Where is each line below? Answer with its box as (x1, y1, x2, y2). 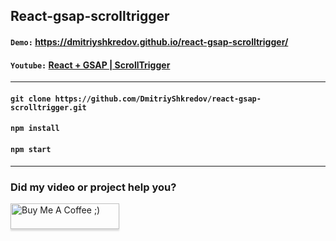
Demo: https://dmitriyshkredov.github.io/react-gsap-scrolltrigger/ (10, 35, 289, 48)
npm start (10, 144, 52, 154)
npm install (10, 124, 60, 134)
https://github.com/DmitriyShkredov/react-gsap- (54, 94, 262, 104)
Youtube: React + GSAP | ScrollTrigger (10, 59, 171, 71)
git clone (10, 94, 52, 104)
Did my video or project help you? (10, 180, 177, 194)
